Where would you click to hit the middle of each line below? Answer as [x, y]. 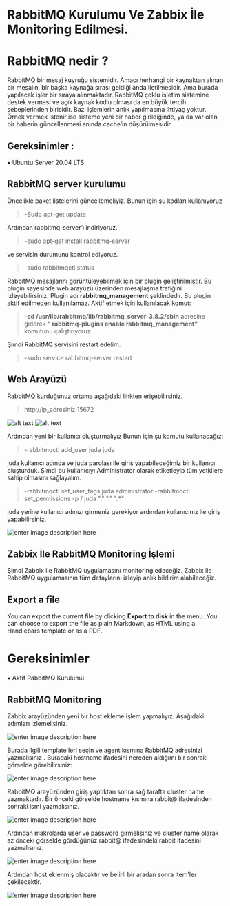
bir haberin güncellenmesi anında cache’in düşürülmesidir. [90, 124]
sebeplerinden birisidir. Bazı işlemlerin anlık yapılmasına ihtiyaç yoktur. [107, 110]
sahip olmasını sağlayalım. [44, 477]
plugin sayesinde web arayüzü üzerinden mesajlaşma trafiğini [95, 288]
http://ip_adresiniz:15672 [59, 409]
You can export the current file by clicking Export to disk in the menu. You [112, 616]
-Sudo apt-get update [55, 214]
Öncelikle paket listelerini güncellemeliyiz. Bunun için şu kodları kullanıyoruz [115, 201]
